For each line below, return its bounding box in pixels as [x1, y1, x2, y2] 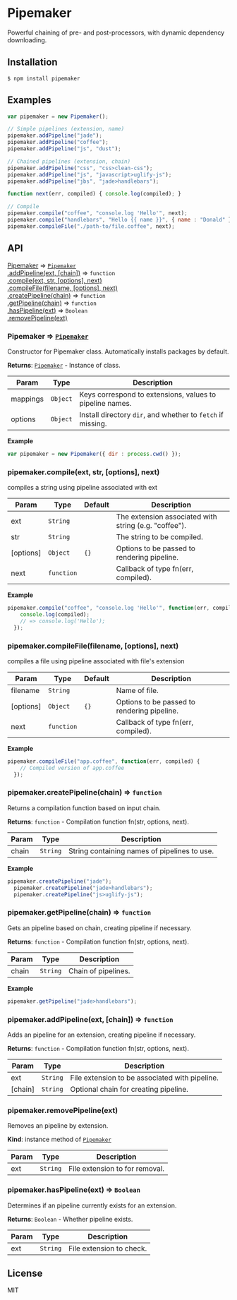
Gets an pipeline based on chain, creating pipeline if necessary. [7, 923, 192, 932]
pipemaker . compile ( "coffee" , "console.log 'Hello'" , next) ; [7, 210, 188, 217]
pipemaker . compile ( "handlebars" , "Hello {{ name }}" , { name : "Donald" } [7, 217, 232, 224]
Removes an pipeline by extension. [7, 1121, 109, 1130]
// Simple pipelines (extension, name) [7, 126, 125, 133]
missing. [79, 419, 107, 428]
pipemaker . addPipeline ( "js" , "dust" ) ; [7, 145, 121, 152]
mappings [11, 394, 44, 404]
